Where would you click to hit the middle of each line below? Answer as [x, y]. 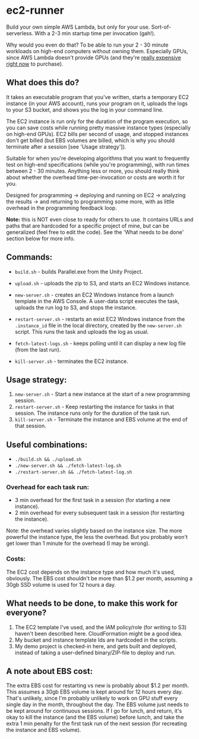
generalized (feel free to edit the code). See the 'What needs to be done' [95, 232]
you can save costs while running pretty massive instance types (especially [99, 127]
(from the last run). [38, 349]
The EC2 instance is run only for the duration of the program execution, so [97, 121]
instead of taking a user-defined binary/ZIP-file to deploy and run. [95, 652]
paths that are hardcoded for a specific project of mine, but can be [88, 226]
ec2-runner [35, 10]
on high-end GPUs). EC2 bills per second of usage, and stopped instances [97, 134]
